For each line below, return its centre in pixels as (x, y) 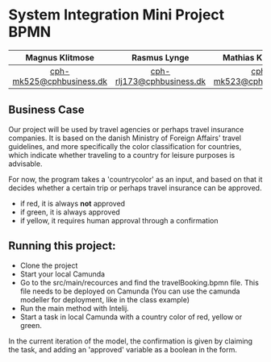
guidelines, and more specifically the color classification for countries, (125, 146)
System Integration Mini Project (117, 15)
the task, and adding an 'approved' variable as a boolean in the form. (123, 349)
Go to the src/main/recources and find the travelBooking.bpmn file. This (140, 282)
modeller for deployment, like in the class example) (105, 299)
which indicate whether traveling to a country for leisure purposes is (122, 155)
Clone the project (49, 265)
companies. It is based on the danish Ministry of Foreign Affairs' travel (125, 138)
